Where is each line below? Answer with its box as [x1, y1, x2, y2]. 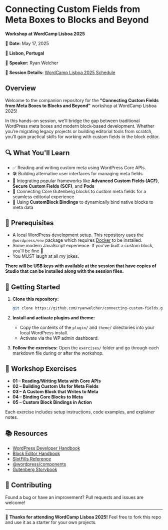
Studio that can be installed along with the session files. [5, 268, 124, 274]
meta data [12, 204, 33, 210]
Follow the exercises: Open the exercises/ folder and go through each [12, 345, 159, 351]
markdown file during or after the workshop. [12, 350, 104, 356]
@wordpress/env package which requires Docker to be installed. [12, 237, 142, 243]
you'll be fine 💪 [12, 248, 43, 254]
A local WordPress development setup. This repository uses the [12, 232, 144, 238]
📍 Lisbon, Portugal [5, 50, 44, 56]
